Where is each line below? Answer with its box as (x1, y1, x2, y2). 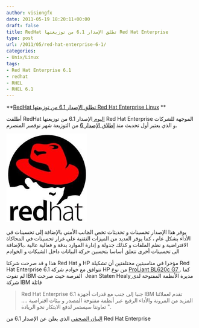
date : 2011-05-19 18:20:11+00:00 (6, 16, 90, 22)
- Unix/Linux (6, 54, 39, 60)
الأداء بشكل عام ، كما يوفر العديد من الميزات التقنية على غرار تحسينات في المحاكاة (6, 235, 191, 242)
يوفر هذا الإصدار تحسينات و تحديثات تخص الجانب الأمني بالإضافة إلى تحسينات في (6, 228, 187, 236)
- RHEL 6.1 (6, 86, 34, 92)
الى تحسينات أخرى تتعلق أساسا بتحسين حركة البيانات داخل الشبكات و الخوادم (6, 248, 180, 255)
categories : (6, 48, 36, 54)
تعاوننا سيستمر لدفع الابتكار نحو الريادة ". (21, 303, 112, 310)
